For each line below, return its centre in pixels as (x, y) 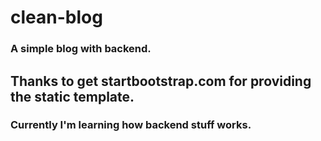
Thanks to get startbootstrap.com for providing (161, 81)
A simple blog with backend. (81, 49)
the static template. (72, 96)
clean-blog (56, 17)
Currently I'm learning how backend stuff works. (131, 125)
